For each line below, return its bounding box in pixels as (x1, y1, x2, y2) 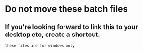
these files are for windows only (5, 43, 75, 48)
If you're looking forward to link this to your (5, 23, 138, 31)
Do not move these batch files (5, 3, 128, 15)
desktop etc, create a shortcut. (5, 30, 100, 38)
